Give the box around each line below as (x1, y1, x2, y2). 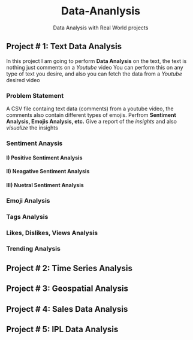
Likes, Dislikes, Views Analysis (6, 228, 98, 237)
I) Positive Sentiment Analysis (6, 154, 83, 161)
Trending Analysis (6, 245, 61, 253)
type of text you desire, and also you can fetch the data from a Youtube (6, 70, 183, 77)
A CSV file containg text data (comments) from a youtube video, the (6, 105, 174, 112)
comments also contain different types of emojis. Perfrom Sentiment (6, 112, 177, 119)
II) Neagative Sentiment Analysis (6, 168, 90, 175)
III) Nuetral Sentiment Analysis (6, 181, 84, 188)
